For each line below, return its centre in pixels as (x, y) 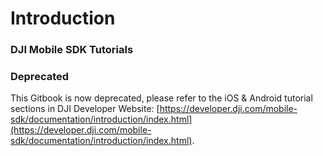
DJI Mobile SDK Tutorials (72, 50)
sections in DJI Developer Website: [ (85, 109)
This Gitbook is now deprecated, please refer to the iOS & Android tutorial (161, 98)
